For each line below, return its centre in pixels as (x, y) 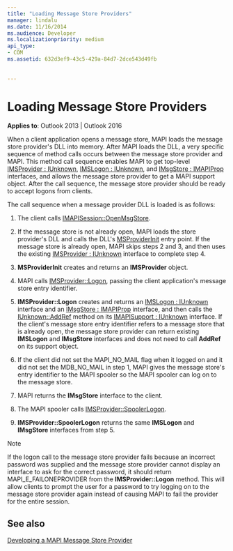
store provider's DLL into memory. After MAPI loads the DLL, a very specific (116, 146)
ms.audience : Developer (42, 33)
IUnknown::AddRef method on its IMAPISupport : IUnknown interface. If (120, 317)
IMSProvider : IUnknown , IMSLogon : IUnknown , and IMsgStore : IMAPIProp (115, 169)
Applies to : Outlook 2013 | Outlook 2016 (65, 126)
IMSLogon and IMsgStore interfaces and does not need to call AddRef (119, 339)
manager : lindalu (32, 20)
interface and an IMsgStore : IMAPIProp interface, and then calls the (115, 309)
